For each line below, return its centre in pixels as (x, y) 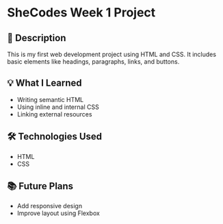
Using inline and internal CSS (58, 107)
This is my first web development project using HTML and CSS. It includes (112, 54)
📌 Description (37, 38)
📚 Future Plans (40, 186)
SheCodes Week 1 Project (81, 13)
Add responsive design (50, 206)
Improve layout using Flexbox (58, 213)
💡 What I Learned (44, 83)
